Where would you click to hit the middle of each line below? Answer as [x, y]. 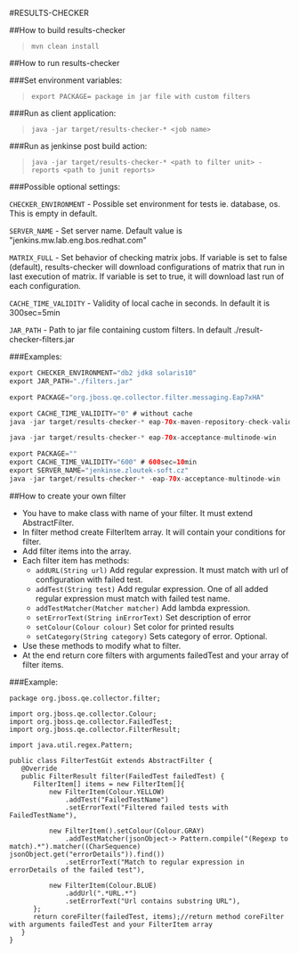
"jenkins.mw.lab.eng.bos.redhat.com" [78, 240]
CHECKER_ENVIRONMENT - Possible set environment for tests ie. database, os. [145, 204]
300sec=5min [35, 312]
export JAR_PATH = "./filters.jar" [71, 381]
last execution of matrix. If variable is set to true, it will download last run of [147, 276]
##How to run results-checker [65, 63]
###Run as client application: [63, 113]
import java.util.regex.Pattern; [71, 745]
